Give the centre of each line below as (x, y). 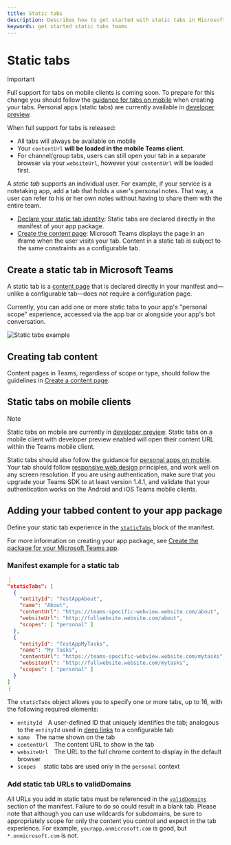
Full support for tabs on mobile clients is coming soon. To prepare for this (111, 93)
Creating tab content (53, 356)
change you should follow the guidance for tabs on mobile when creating (111, 100)
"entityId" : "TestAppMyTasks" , (64, 644)
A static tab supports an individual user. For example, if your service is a (109, 184)
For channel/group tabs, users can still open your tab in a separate (111, 156)
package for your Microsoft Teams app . (63, 548)
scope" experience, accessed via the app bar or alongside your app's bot (111, 314)
